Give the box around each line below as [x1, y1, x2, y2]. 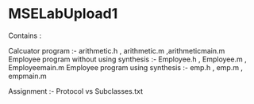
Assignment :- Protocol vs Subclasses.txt [8, 86, 143, 95]
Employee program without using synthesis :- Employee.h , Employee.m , [8, 54, 248, 64]
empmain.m [8, 71, 48, 80]
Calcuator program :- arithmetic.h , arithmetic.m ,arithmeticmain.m [8, 46, 225, 55]
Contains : [8, 31, 42, 40]
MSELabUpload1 [8, 5, 118, 23]
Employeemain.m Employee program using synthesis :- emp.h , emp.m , [8, 62, 244, 72]
